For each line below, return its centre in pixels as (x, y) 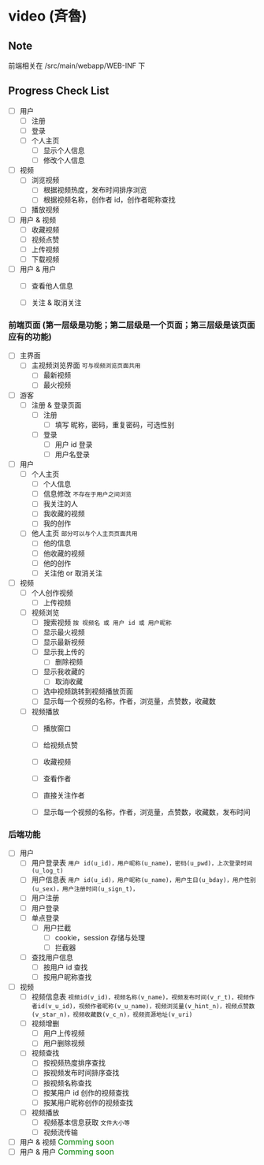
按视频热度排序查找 (74, 1063)
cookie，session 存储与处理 (100, 937)
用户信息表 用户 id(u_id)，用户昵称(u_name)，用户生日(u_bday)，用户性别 (143, 880)
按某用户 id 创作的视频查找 (86, 1092)
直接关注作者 (64, 795)
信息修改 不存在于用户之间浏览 (87, 494)
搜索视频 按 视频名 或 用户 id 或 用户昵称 (107, 622)
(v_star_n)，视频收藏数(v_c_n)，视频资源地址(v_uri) (112, 1015)
